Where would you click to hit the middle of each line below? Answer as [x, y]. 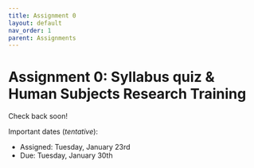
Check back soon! [38, 116]
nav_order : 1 [30, 30]
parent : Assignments [43, 38]
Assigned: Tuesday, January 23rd [75, 147]
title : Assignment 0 [43, 16]
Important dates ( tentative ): [53, 131]
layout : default [35, 23]
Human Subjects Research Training [127, 94]
